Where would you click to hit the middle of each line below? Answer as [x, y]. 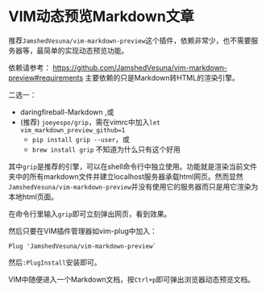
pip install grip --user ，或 [81, 139]
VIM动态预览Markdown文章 [102, 17]
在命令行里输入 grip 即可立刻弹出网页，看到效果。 [90, 214]
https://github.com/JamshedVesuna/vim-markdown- [140, 67]
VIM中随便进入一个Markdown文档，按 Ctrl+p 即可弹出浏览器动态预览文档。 [132, 279]
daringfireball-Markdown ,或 [67, 112]
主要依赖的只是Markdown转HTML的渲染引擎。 [162, 77]
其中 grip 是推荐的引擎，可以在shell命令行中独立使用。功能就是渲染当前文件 [133, 166]
